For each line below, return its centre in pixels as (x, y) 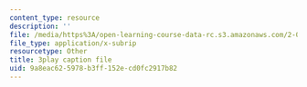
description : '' (40, 26)
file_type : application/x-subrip (73, 43)
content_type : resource (55, 18)
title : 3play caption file (61, 60)
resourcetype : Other (49, 52)
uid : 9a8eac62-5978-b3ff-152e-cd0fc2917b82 (94, 69)
